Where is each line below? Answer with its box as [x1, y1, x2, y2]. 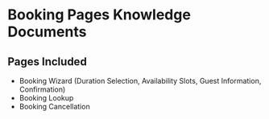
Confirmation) [19, 84, 66, 94]
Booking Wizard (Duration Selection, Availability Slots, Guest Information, [19, 76, 262, 85]
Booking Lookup [19, 93, 74, 102]
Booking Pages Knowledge [7, 6, 191, 24]
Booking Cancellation [19, 102, 90, 111]
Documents [7, 23, 87, 41]
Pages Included [7, 55, 88, 68]
